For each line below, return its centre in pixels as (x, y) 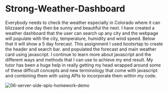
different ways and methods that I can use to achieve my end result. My (79, 59)
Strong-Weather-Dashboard (65, 9)
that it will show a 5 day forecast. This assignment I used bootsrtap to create (84, 43)
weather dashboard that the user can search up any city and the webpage (82, 33)
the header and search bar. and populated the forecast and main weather (81, 49)
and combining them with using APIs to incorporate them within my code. (81, 75)
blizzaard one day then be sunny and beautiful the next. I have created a (80, 27)
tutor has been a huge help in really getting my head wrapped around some (83, 65)
